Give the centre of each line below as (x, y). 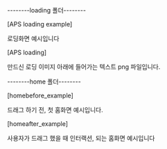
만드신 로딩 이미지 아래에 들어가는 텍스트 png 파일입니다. (84, 67)
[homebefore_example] (41, 95)
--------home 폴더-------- (44, 81)
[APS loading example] (40, 24)
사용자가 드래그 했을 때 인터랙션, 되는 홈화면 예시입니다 (81, 138)
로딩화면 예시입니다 (33, 38)
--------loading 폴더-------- (47, 10)
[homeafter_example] (37, 124)
